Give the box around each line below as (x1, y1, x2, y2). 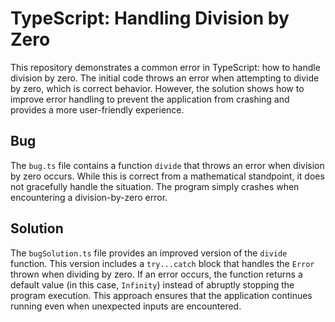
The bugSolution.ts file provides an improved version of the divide (10, 247, 288, 259)
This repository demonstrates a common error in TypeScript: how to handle (10, 61, 321, 73)
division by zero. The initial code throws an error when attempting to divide (10, 72, 320, 84)
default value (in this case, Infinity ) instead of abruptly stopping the (10, 278, 295, 291)
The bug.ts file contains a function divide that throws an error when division (10, 159, 325, 171)
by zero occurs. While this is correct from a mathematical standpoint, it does (10, 170, 325, 182)
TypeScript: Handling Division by (10, 7, 290, 30)
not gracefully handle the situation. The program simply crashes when (10, 180, 300, 192)
